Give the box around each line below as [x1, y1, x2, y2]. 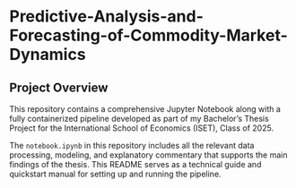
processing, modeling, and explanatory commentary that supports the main [9, 150, 288, 160]
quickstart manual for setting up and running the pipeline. [9, 168, 222, 179]
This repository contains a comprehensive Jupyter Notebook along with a [9, 104, 281, 114]
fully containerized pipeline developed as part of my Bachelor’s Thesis [9, 114, 269, 124]
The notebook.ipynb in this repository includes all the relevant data [9, 141, 255, 150]
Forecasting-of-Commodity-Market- [9, 25, 289, 46]
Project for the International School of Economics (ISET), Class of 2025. [9, 123, 274, 133]
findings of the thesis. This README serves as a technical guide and [9, 159, 262, 169]
